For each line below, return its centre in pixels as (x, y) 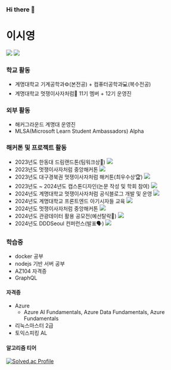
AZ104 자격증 (31, 271)
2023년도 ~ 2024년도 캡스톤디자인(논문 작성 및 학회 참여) (82, 186)
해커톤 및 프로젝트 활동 (37, 148)
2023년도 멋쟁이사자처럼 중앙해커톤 (56, 169)
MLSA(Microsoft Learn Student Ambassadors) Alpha (79, 131)
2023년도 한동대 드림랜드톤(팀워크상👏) (60, 162)
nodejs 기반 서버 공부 (40, 264)
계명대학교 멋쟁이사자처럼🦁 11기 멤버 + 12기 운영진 (73, 94)
